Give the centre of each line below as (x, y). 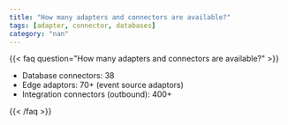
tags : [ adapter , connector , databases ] (83, 26)
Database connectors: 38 (68, 76)
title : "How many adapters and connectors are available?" (120, 17)
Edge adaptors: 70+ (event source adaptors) (102, 85)
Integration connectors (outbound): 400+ (97, 94)
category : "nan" (39, 33)
